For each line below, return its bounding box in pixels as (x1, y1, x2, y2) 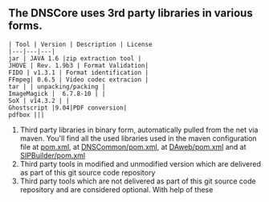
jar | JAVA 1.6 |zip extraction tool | (8, 54, 142, 63)
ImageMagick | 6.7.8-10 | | (8, 89, 106, 97)
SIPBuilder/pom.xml (19, 150, 86, 160)
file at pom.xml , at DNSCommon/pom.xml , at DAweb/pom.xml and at (19, 142, 247, 151)
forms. (8, 19, 43, 33)
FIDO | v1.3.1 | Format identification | (8, 68, 149, 76)
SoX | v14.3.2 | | (8, 97, 70, 105)
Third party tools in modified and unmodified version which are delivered (19, 159, 262, 168)
